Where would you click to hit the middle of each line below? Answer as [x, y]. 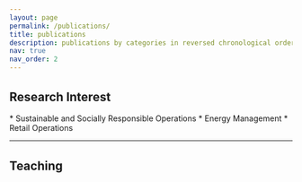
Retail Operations [41, 128]
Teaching [36, 166]
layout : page [34, 17]
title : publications [48, 34]
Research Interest [60, 97]
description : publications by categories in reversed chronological [140, 43]
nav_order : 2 [34, 59]
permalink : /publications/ [60, 26]
